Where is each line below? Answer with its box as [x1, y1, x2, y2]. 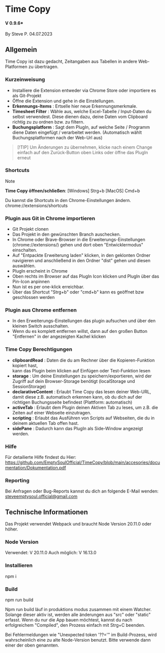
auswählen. [12, 263, 36, 269]
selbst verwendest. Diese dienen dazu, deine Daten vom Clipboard [12, 114, 148, 120]
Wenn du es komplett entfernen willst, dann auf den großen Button [12, 328, 148, 334]
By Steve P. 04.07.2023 [5, 31, 53, 37]
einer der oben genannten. [5, 642, 59, 648]
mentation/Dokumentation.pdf [5, 464, 66, 470]
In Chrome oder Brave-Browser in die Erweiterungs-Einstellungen [12, 237, 145, 243]
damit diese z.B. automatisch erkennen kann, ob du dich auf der [12, 394, 142, 400]
